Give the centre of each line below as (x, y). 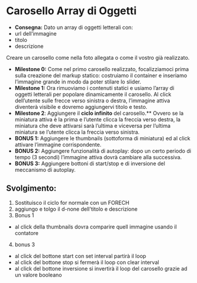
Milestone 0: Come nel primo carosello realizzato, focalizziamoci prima (102, 69)
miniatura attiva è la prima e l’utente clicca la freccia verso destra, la (98, 119)
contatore (27, 233)
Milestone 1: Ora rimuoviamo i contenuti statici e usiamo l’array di (94, 88)
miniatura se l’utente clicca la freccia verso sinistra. (77, 132)
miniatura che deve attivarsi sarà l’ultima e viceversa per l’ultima (93, 126)
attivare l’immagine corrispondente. (58, 144)
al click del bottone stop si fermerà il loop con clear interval (87, 262)
